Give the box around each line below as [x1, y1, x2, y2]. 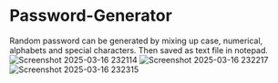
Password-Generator [9, 5, 173, 26]
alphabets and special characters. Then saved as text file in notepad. [9, 44, 269, 55]
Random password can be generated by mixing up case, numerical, [9, 35, 263, 46]
